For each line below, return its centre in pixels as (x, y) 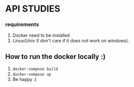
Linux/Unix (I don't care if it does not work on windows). (71, 41)
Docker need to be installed (41, 35)
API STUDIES (33, 9)
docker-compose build (35, 69)
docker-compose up (32, 74)
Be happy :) (24, 79)
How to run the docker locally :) (55, 57)
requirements (22, 25)
